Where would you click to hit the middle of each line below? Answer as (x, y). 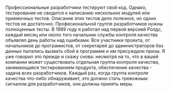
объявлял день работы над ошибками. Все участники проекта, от (78, 40)
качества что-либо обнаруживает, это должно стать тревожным (77, 78)
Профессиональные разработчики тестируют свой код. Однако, (76, 7)
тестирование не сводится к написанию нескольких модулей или (78, 13)
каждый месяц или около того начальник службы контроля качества (81, 35)
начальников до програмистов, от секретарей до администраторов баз (84, 45)
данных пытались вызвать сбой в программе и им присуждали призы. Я (85, 51)
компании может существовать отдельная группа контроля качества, (82, 62)
